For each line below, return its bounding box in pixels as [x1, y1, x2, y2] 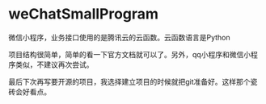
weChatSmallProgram [8, 5, 159, 23]
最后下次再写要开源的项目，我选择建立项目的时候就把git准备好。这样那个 [8, 77, 251, 86]
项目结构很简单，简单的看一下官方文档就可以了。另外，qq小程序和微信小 [8, 49, 251, 59]
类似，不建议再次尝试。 [15, 60, 94, 69]
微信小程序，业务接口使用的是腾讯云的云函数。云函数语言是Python [8, 32, 230, 42]
